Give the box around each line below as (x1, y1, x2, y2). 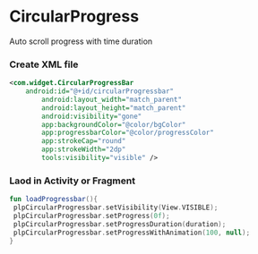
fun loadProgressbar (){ (9, 195, 99, 204)
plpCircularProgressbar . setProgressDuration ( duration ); (13, 219, 227, 229)
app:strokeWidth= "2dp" (41, 145, 126, 154)
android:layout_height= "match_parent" (41, 103, 186, 113)
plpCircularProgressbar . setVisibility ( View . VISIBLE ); (13, 203, 219, 212)
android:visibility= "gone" (41, 112, 142, 121)
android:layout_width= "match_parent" (41, 95, 182, 104)
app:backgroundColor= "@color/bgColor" (41, 120, 186, 129)
